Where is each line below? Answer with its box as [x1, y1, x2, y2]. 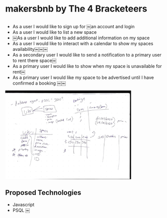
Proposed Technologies [5, 188, 81, 197]
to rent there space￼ [12, 57, 57, 63]
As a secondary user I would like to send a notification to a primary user [12, 51, 162, 58]
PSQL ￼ [12, 207, 30, 213]
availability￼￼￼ [12, 46, 48, 52]
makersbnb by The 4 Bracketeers [5, 3, 147, 15]
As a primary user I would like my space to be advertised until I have [12, 74, 154, 81]
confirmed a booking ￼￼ [12, 80, 66, 86]
